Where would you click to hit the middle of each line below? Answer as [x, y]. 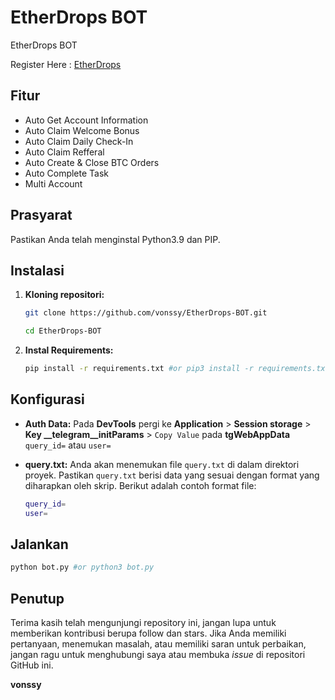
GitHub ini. [32, 665]
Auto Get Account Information [86, 120]
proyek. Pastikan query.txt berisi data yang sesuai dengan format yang [172, 475]
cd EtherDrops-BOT [63, 331]
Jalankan [39, 544]
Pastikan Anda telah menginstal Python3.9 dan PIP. [115, 239]
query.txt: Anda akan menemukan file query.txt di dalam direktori [162, 464]
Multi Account [53, 183]
